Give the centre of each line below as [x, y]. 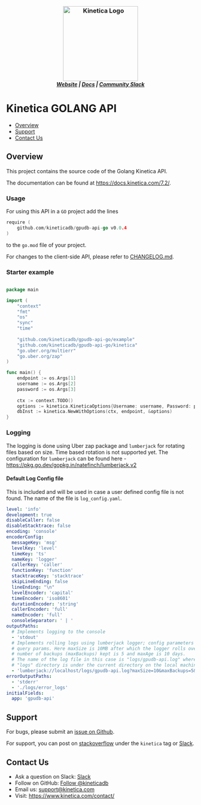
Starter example [30, 272]
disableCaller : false [33, 520]
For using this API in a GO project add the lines [62, 212]
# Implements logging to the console [59, 632]
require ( [19, 222]
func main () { [24, 373]
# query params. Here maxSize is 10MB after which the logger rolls [99, 649]
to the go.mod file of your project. [46, 245]
